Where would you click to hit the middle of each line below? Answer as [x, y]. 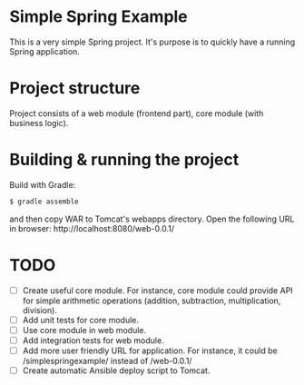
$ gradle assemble [44, 202]
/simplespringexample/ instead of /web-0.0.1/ [107, 360]
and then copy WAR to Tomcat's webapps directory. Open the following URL [152, 219]
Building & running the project [124, 160]
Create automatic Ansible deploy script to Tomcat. [116, 370]
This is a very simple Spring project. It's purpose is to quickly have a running [152, 42]
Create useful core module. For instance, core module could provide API [157, 290]
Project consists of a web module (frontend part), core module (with [137, 113]
